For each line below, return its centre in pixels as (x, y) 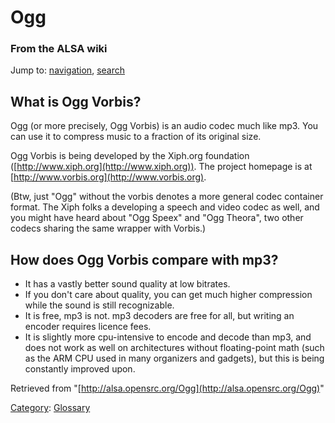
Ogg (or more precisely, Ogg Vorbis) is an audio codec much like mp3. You (164, 126)
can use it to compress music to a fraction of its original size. (136, 137)
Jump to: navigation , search (67, 70)
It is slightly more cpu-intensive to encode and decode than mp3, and (168, 337)
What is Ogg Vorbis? (76, 101)
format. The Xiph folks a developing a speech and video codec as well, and (165, 207)
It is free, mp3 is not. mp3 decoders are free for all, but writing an (159, 316)
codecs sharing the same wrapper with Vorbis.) (108, 228)
